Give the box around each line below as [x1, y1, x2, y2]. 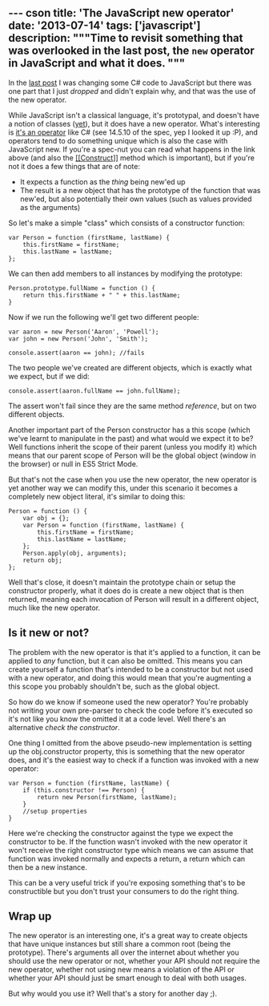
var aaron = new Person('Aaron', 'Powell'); [8, 328, 159, 336]
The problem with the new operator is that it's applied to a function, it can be [8, 647, 261, 657]
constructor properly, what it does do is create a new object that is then [8, 585, 244, 596]
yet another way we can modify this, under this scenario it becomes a [8, 483, 239, 492]
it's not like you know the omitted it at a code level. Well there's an [8, 713, 227, 724]
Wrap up [8, 910, 52, 923]
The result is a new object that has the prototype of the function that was [19, 185, 261, 195]
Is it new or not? [8, 626, 90, 640]
